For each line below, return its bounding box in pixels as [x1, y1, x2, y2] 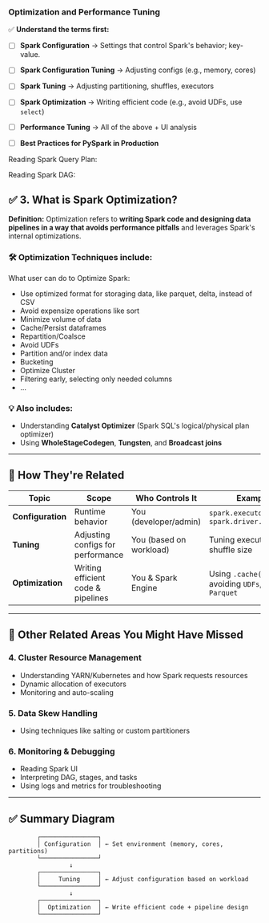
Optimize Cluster [19, 365, 76, 375]
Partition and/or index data [19, 348, 108, 358]
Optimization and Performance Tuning [8, 6, 161, 18]
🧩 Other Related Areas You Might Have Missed [8, 628, 244, 642]
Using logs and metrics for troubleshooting [19, 781, 162, 791]
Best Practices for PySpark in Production [19, 138, 159, 148]
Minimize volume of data [19, 314, 102, 323]
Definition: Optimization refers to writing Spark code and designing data [8, 214, 251, 224]
